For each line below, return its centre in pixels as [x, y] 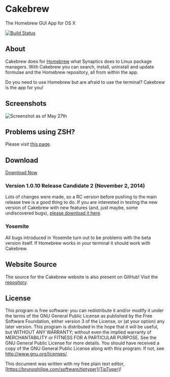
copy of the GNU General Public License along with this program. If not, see [85, 348]
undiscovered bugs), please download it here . [53, 213]
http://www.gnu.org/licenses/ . [37, 354]
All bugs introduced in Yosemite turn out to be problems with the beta [78, 238]
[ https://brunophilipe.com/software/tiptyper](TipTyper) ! [63, 369]
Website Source [31, 264]
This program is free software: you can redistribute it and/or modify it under [84, 311]
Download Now [21, 173]
